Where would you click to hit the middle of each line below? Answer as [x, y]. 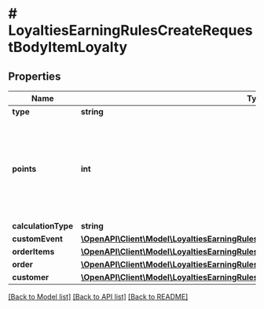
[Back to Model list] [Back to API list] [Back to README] [98, 297]
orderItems [33, 251]
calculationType [42, 226]
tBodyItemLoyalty [68, 47]
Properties [35, 76]
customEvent [37, 239]
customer [31, 277]
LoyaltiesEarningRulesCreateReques [130, 30]
